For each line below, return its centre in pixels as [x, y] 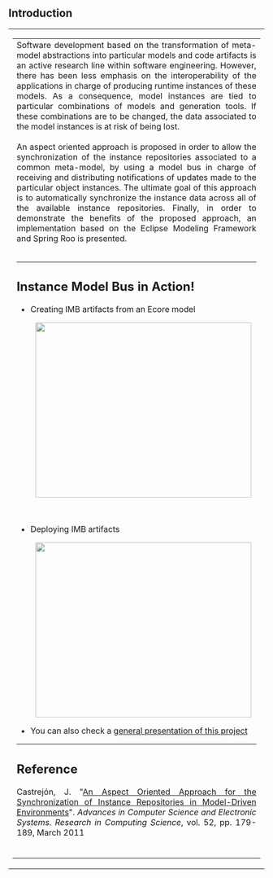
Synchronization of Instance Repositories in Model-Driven [136, 801]
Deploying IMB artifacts [75, 529]
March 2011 [61, 832]
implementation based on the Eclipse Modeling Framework [136, 228]
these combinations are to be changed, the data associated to [136, 116]
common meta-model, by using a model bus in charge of [136, 167]
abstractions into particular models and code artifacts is [149, 55]
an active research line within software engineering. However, [136, 65]
